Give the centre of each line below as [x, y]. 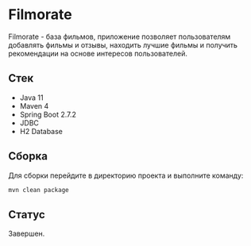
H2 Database [41, 131]
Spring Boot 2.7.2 [48, 114]
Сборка [28, 156]
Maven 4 [34, 106]
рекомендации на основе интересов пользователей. [98, 53]
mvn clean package [39, 190]
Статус [27, 215]
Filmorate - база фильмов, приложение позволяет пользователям [120, 37]
